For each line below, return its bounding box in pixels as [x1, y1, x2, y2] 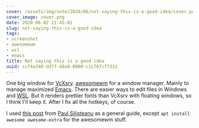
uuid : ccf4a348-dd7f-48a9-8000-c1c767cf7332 [6, 63, 118, 70]
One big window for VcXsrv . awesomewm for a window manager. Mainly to [6, 80, 190, 87]
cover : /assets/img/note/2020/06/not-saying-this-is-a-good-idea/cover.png [6, 8, 197, 15]
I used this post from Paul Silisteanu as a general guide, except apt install [6, 110, 191, 117]
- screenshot [6, 36, 38, 42]
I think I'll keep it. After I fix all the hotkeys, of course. [6, 99, 136, 106]
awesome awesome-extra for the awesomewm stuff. [6, 116, 127, 123]
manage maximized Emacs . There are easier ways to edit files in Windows [6, 86, 187, 93]
